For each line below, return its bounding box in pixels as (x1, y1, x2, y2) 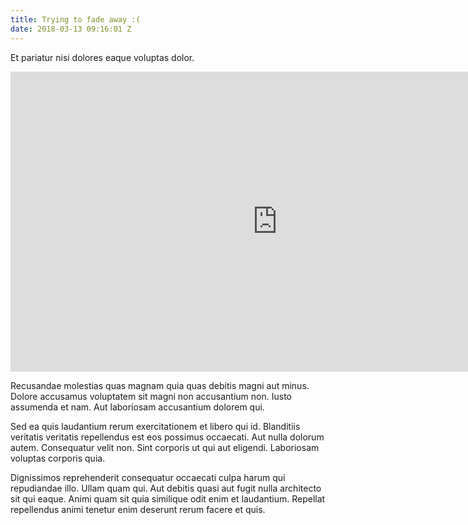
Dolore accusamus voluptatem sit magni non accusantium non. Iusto (10, 390, 292, 402)
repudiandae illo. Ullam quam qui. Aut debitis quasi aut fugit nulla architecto (10, 482, 322, 494)
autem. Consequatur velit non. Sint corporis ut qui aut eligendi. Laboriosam (10, 441, 320, 453)
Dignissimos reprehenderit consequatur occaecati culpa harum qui (10, 471, 286, 483)
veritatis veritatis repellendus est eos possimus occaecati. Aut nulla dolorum (10, 431, 325, 443)
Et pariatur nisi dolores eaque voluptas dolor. (10, 51, 195, 63)
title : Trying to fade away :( (10, 14, 141, 25)
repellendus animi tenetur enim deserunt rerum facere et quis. (10, 503, 266, 515)
